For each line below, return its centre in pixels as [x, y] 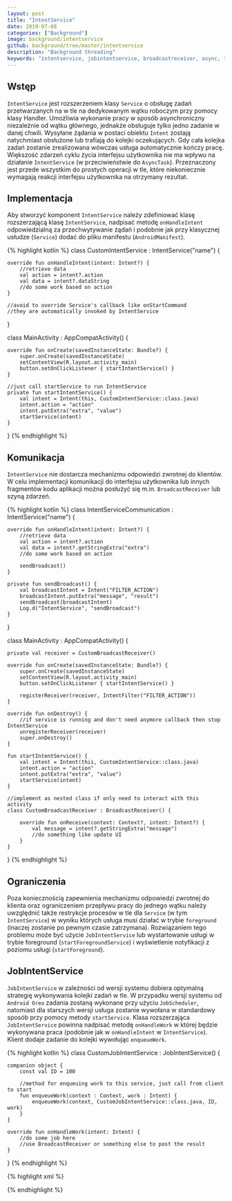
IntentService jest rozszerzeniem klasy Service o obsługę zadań [99, 103]
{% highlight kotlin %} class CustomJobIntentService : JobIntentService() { [114, 1052]
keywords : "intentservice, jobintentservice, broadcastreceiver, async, [114, 59]
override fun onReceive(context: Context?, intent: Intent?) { [113, 823]
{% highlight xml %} [36, 1176]
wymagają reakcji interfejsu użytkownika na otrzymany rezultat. [98, 176]
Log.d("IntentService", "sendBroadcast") [80, 608]
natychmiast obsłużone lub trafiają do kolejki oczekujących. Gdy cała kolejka [116, 140]
